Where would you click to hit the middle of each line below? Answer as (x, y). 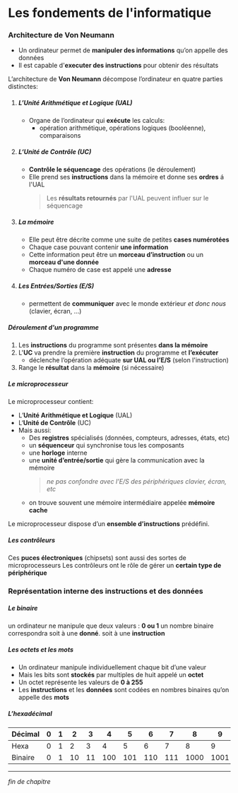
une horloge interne (58, 453)
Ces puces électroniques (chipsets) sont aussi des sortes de (97, 558)
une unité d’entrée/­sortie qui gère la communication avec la (117, 460)
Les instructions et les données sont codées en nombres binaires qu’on (124, 690)
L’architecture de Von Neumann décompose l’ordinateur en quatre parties (115, 79)
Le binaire (23, 608)
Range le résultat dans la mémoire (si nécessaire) (91, 368)
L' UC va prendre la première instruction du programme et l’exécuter (118, 353)
